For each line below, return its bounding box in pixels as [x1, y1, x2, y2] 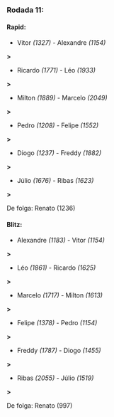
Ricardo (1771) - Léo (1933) [16, 66, 96, 75]
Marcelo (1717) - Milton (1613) [16, 291, 103, 300]
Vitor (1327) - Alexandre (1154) [16, 38, 106, 47]
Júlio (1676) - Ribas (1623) [16, 176, 94, 185]
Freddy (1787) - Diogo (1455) [16, 347, 101, 355]
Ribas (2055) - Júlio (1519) [16, 374, 94, 382]
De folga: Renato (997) [6, 401, 73, 410]
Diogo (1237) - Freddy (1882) [16, 149, 102, 157]
